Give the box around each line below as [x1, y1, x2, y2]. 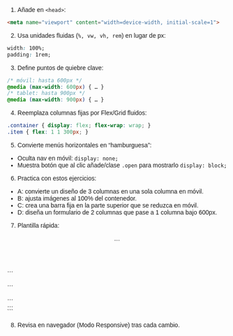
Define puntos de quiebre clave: [17, 64, 104, 72]
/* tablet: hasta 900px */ [7, 90, 86, 97]
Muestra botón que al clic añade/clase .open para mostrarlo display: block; [17, 161, 227, 169]
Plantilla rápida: [17, 221, 60, 229]
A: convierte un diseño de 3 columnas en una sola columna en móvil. [17, 187, 204, 195]
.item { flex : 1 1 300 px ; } [7, 129, 89, 136]
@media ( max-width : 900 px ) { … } [7, 96, 105, 103]
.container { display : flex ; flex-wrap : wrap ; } [7, 122, 151, 129]
